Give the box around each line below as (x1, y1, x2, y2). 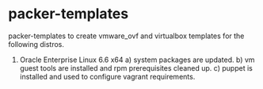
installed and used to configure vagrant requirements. (19, 72, 196, 81)
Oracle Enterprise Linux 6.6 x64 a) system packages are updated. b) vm (19, 55, 255, 64)
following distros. (8, 39, 65, 48)
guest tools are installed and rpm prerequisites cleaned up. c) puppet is (19, 63, 253, 72)
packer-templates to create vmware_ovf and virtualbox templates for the (8, 31, 245, 41)
